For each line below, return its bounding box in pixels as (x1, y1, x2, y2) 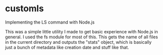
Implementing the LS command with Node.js (5, 19, 95, 25)
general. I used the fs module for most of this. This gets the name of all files (5, 34, 158, 40)
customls (5, 3, 44, 14)
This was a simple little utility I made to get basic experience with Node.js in (5, 28, 158, 34)
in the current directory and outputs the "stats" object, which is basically (5, 39, 152, 45)
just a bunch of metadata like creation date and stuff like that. (5, 44, 129, 50)
